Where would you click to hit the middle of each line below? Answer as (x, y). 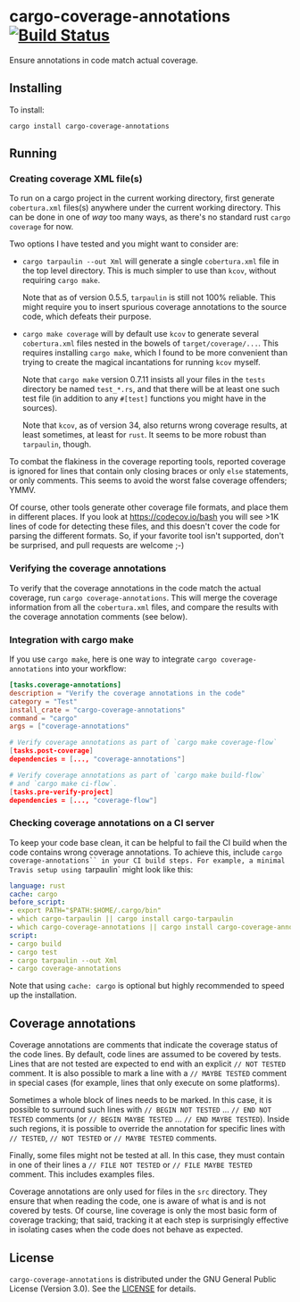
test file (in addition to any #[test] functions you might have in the (144, 398)
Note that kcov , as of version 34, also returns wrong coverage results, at (154, 425)
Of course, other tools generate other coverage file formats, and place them (149, 507)
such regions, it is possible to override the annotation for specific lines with (147, 1129)
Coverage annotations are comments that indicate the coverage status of (144, 1045)
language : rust (37, 886)
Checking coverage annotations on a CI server (112, 823)
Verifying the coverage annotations (88, 569)
